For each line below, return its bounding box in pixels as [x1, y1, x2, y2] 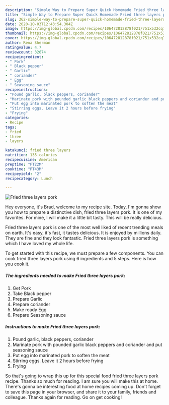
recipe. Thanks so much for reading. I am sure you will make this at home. [5, 378, 158, 384]
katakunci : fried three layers [5, 148, 71, 153]
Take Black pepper [12, 291, 52, 297]
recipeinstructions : [5, 87, 49, 92]
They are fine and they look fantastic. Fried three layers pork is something [5, 235, 158, 241]
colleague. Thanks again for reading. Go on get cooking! [5, 394, 122, 400]
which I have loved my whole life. [5, 241, 74, 247]
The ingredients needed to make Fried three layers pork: [5, 272, 126, 278]
